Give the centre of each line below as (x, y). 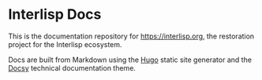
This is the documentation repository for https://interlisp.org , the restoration (131, 36)
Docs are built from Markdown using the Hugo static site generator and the (130, 60)
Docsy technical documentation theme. (72, 67)
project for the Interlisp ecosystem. (65, 44)
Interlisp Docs (55, 15)
